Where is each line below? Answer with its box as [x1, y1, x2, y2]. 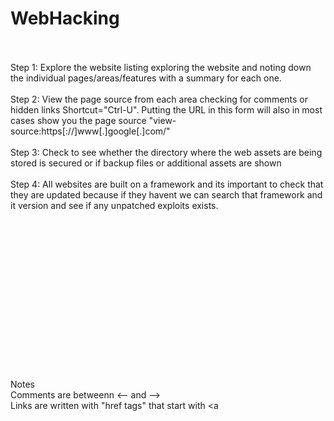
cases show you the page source [10, 114, 147, 126]
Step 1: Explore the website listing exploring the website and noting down [10, 61, 312, 73]
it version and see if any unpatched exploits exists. [10, 199, 219, 211]
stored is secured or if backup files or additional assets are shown [10, 157, 282, 169]
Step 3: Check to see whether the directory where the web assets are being [10, 146, 323, 158]
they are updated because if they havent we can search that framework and [10, 188, 323, 201]
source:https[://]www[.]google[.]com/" [10, 125, 171, 137]
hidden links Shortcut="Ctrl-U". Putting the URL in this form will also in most [10, 103, 323, 116]
